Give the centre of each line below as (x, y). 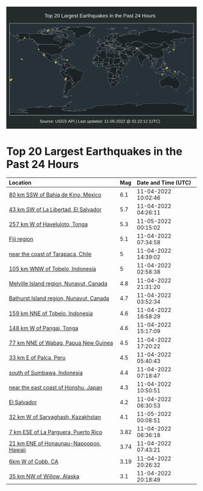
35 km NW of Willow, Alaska (44, 476)
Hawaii (17, 450)
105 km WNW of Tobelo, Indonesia (53, 268)
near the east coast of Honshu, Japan (56, 387)
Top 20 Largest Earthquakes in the (94, 151)
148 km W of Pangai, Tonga (43, 328)
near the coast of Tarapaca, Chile (50, 254)
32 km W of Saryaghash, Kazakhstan (55, 417)
